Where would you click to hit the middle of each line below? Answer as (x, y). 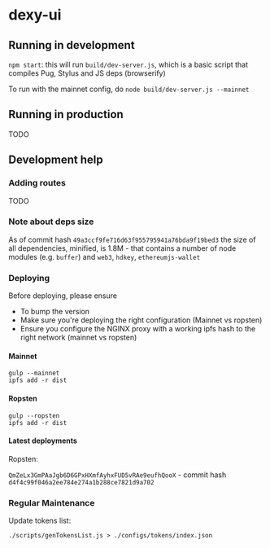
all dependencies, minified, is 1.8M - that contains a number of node (122, 248)
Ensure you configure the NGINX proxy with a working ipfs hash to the (138, 329)
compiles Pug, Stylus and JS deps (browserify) (87, 73)
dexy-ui (35, 15)
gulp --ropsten (34, 416)
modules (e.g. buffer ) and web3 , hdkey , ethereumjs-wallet (105, 256)
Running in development (72, 45)
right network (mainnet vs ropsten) (78, 338)
